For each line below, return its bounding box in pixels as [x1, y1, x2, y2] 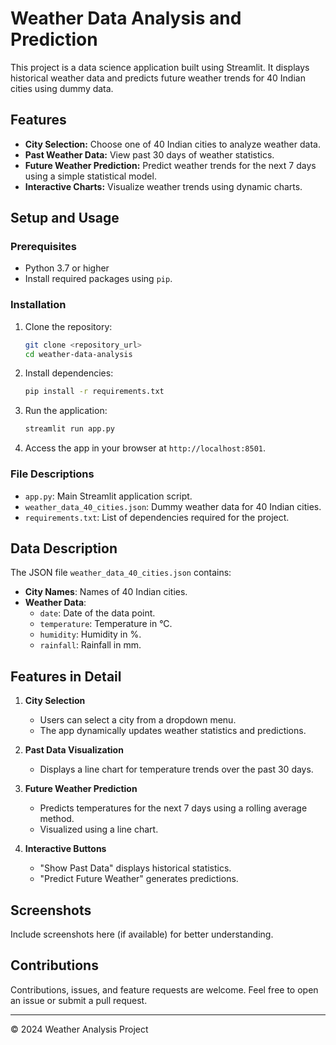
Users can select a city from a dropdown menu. [39, 714, 237, 726]
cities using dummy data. [10, 82, 114, 94]
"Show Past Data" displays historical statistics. [39, 862, 232, 874]
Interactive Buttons [24, 843, 107, 855]
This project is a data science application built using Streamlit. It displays [10, 61, 310, 73]
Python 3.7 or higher [24, 262, 110, 274]
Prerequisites [10, 240, 77, 254]
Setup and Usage [10, 210, 120, 227]
